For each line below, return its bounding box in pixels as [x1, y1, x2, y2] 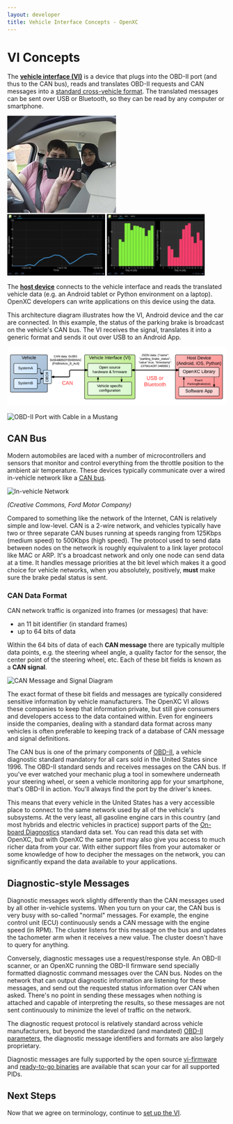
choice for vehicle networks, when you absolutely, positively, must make [7, 565, 216, 574]
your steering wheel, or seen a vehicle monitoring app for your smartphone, [7, 777, 224, 786]
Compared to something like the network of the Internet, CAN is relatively [7, 514, 218, 522]
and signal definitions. [7, 734, 71, 742]
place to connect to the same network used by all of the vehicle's [7, 805, 195, 814]
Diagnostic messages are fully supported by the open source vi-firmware [7, 1055, 218, 1063]
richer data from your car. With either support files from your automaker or [7, 843, 221, 851]
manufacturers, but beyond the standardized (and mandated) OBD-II [7, 1027, 204, 1035]
